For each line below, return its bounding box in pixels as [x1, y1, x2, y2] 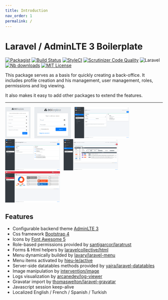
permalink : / [5, 18, 32, 23]
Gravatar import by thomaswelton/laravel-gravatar [12, 279, 116, 285]
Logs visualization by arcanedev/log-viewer [12, 274, 102, 280]
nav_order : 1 [5, 13, 32, 18]
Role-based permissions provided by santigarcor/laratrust [12, 242, 131, 248]
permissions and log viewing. [5, 83, 65, 89]
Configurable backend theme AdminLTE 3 [12, 226, 99, 232]
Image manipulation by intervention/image [12, 268, 99, 274]
